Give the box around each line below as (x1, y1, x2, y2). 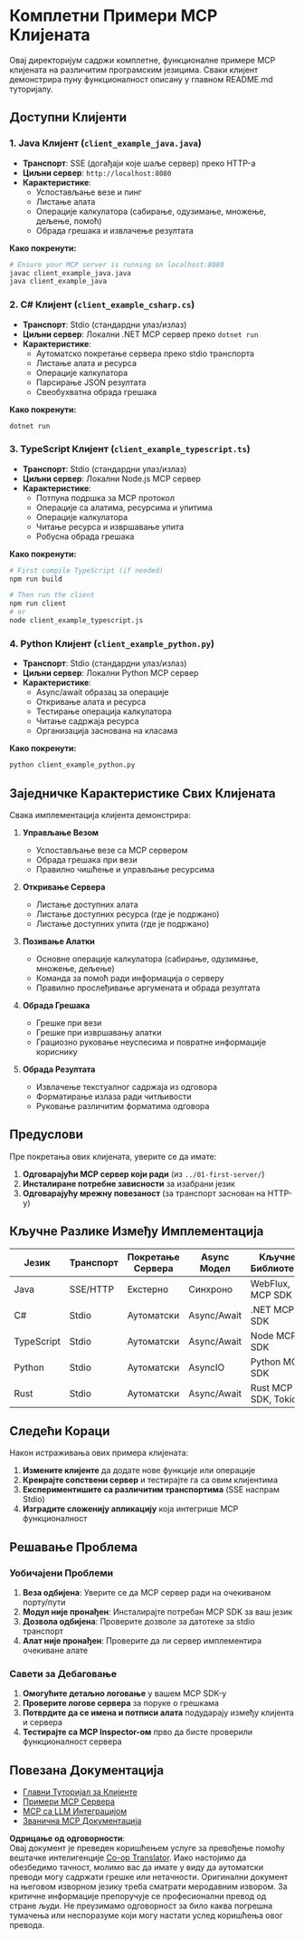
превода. (9, 1920, 45, 1931)
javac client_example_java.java (9, 268, 131, 277)
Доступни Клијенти (9, 110, 128, 125)
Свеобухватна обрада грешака (35, 386, 157, 397)
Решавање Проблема (9, 1539, 138, 1555)
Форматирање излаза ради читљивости (35, 1091, 192, 1102)
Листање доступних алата (35, 899, 138, 910)
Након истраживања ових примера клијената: (9, 1447, 189, 1459)
